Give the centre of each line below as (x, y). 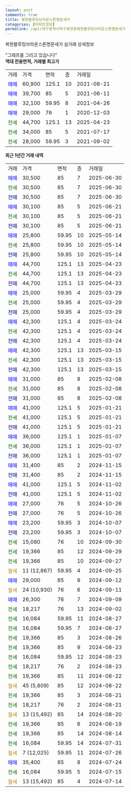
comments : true (21, 15)
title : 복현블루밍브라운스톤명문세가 (38, 19)
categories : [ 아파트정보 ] (30, 24)
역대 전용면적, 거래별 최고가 (32, 61)
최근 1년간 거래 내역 (24, 155)
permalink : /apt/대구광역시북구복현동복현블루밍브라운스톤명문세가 (65, 29)
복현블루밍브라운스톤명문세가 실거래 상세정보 (50, 44)
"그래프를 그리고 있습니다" (31, 55)
